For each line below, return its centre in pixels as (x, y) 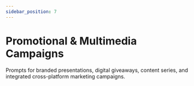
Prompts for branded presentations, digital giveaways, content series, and (97, 70)
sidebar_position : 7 (31, 12)
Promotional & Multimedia (71, 41)
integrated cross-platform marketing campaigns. (66, 76)
